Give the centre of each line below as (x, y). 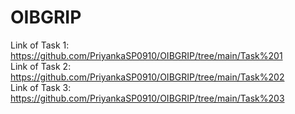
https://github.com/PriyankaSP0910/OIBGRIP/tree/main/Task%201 (146, 55)
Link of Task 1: (40, 45)
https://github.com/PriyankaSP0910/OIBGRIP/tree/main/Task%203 (147, 98)
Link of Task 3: (41, 87)
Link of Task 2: (41, 66)
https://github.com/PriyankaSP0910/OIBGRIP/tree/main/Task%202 (147, 77)
